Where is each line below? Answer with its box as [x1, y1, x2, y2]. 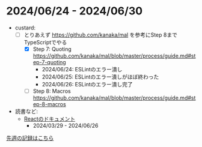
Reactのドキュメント [23, 115, 76, 122]
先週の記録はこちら [6, 134, 54, 142]
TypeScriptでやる [23, 39, 67, 46]
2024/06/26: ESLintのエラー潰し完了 [41, 81, 133, 88]
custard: [14, 24, 36, 31]
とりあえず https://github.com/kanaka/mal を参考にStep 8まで [23, 31, 177, 38]
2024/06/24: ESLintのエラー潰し [41, 66, 123, 73]
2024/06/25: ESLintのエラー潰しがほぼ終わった [41, 73, 159, 80]
